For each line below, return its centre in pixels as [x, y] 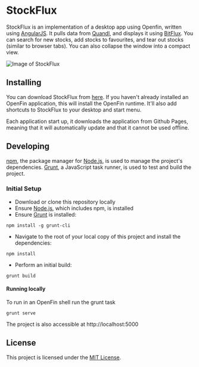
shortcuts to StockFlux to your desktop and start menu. [74, 110]
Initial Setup [24, 189]
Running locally [26, 289]
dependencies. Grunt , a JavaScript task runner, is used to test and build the [99, 167]
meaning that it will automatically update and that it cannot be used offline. [98, 127]
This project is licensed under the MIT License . [64, 357]
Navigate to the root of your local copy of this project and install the [98, 236]
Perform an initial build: [43, 265]
